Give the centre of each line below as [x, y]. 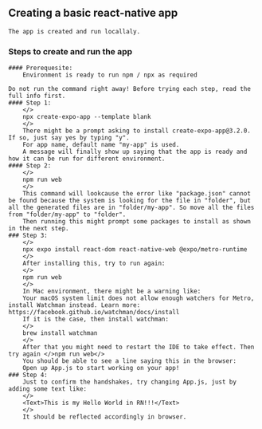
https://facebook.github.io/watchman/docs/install [94, 313]
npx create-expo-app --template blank [87, 117]
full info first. [37, 96]
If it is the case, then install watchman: [96, 319]
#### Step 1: [30, 103]
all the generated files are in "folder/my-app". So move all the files [131, 208]
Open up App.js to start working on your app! [101, 368]
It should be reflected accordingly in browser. [105, 417]
